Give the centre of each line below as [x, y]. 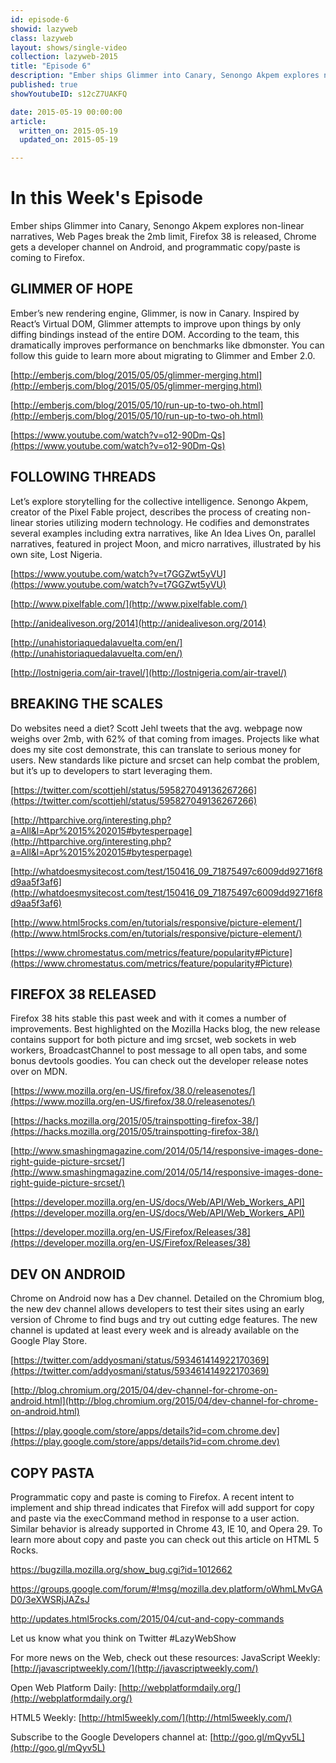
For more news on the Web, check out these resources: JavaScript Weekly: [165, 1657]
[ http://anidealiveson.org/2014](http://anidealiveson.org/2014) [138, 623]
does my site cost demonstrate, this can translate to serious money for [156, 749]
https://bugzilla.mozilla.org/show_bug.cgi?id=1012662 [121, 1569]
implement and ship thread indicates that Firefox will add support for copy [162, 1507]
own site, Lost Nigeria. [56, 554]
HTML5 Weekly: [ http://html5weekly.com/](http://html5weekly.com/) [151, 1717]
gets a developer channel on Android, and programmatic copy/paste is [155, 247]
